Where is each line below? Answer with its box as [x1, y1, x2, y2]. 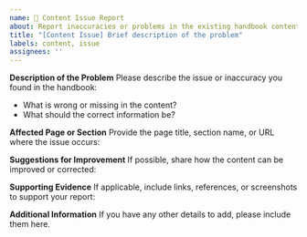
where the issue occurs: [9, 137, 101, 148]
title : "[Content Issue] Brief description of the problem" [9, 30, 244, 39]
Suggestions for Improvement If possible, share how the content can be [9, 154, 284, 165]
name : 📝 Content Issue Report [9, 13, 125, 23]
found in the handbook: [9, 82, 98, 93]
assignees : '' [9, 47, 64, 57]
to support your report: [9, 191, 96, 202]
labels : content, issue [9, 38, 101, 48]
